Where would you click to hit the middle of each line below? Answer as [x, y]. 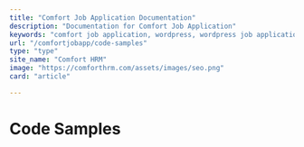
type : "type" [34, 51]
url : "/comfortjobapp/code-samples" [78, 43]
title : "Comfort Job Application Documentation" [103, 18]
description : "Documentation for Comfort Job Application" [123, 26]
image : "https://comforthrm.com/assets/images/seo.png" [117, 69]
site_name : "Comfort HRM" [58, 60]
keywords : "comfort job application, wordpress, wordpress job [131, 34]
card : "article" [40, 77]
